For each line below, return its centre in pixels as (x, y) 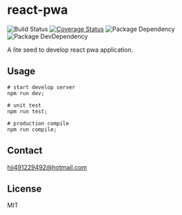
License (24, 188)
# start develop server (41, 87)
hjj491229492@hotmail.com (47, 167)
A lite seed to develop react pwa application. (70, 50)
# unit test (24, 105)
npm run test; (28, 111)
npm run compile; (32, 130)
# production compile (38, 123)
